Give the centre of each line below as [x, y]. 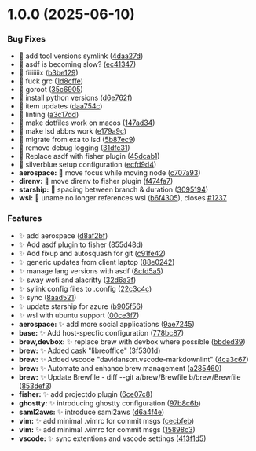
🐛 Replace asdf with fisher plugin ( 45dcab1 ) [89, 156]
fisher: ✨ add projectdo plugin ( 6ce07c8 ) [86, 394]
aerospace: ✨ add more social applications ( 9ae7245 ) [107, 324]
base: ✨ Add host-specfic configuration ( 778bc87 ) [101, 332]
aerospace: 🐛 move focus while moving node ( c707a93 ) [110, 173]
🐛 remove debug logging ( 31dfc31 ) [74, 148]
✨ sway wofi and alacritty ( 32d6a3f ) [77, 280]
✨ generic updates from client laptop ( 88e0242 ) [97, 262]
